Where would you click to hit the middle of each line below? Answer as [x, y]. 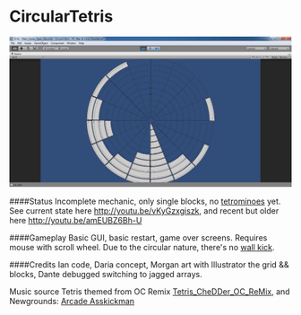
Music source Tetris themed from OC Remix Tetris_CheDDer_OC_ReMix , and [150, 292]
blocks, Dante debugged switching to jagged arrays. [106, 275]
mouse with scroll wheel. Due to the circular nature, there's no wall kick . [142, 248]
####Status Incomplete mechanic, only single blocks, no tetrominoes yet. [145, 201]
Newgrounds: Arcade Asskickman [72, 302]
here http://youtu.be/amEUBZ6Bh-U [76, 221]
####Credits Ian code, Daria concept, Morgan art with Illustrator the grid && [149, 265]
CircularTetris [61, 17]
